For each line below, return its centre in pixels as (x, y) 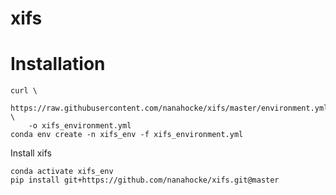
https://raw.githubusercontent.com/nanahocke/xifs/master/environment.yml (169, 108)
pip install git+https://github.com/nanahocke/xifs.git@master (145, 180)
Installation (58, 64)
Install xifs (31, 153)
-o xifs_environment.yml (80, 126)
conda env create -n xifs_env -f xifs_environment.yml (127, 135)
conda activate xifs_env (62, 172)
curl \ (24, 91)
